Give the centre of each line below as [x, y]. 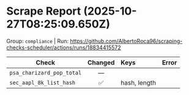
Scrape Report [44, 11]
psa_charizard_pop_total [46, 72]
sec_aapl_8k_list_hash [42, 83]
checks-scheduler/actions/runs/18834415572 [64, 47]
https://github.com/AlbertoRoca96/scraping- [126, 41]
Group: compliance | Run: [38, 41]
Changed [101, 62]
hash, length [139, 82]
